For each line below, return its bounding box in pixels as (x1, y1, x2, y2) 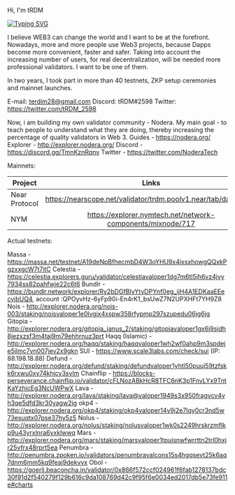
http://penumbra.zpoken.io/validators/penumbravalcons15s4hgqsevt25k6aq (7, 451, 227, 459)
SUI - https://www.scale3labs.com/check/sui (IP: (79, 347, 220, 355)
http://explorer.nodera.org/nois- (27, 302, 119, 310)
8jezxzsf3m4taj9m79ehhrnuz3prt (7, 332, 104, 340)
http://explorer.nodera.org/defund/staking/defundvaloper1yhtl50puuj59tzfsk (7, 361, 227, 370)
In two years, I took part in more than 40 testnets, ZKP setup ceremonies (7, 76, 217, 85)
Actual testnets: (7, 237, 52, 245)
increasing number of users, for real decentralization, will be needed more (7, 55, 221, 64)
